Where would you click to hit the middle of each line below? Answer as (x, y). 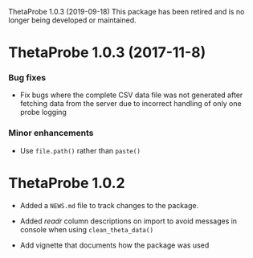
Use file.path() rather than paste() (80, 150)
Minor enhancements (51, 133)
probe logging (43, 113)
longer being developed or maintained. (72, 20)
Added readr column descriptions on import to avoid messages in (129, 221)
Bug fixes (27, 78)
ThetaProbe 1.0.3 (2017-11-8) (107, 53)
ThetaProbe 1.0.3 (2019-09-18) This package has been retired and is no (126, 12)
